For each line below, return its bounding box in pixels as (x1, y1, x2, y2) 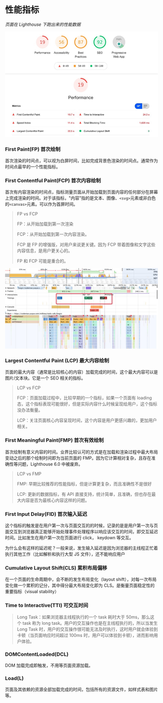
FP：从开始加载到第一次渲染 (16, 221, 74, 227)
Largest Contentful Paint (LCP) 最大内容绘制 (5, 357, 109, 364)
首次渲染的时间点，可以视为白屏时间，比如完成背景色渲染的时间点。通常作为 (5, 158, 158, 163)
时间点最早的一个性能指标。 (5, 164, 61, 170)
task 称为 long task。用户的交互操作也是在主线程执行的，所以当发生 (22, 620, 158, 626)
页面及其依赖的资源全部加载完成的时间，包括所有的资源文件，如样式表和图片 (5, 686, 158, 692)
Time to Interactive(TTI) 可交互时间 (5, 602, 88, 609)
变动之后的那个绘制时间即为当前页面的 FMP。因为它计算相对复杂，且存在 (5, 455, 151, 461)
